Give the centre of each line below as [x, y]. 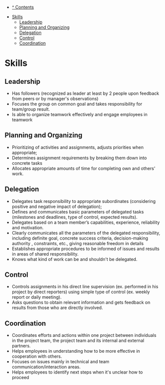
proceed [20, 378]
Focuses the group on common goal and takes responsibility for [77, 104]
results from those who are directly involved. [57, 308]
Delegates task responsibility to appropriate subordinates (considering [83, 201]
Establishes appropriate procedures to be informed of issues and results [85, 249]
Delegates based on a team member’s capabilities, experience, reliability [86, 222]
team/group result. [31, 109]
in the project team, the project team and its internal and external [78, 341]
